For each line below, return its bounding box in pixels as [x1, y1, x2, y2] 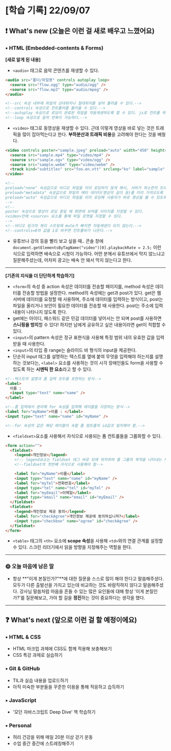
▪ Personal [5, 721, 32, 729]
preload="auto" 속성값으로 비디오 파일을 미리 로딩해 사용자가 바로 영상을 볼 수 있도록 [5, 194, 167, 200]
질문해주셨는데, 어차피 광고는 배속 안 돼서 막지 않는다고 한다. [12, 257, 132, 263]
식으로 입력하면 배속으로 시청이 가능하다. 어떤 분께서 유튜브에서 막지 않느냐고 [12, 251, 165, 257]
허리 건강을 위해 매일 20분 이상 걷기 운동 [12, 734, 93, 740]
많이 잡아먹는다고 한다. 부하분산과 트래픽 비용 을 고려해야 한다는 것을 [22, 131, 157, 137]
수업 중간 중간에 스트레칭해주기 [12, 740, 74, 746]
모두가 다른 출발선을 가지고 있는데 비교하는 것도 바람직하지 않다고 [12, 581, 142, 588]
